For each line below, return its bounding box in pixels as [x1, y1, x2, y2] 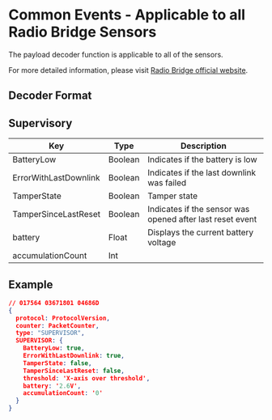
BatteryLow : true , [23, 344, 85, 353]
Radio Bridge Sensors [8, 23, 157, 41]
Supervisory [8, 116, 73, 130]
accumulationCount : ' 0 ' [23, 389, 104, 397]
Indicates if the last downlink [147, 168, 257, 179]
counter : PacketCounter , [15, 321, 100, 329]
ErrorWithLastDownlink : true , [23, 352, 125, 360]
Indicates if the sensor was [147, 204, 250, 215]
